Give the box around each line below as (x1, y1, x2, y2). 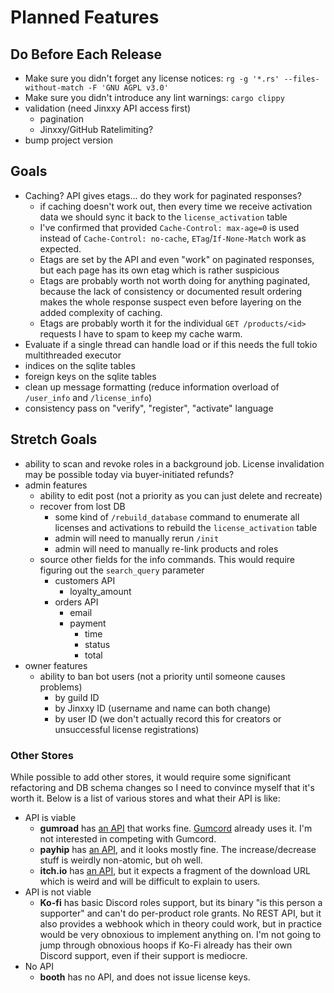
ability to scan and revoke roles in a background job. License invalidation (24, 457, 325, 470)
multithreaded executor (24, 349, 122, 361)
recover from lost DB (39, 500, 126, 512)
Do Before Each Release (10, 46, 162, 63)
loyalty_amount (69, 585, 132, 597)
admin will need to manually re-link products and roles (54, 542, 279, 555)
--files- (283, 74, 320, 84)
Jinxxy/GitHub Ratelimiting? (39, 124, 154, 135)
